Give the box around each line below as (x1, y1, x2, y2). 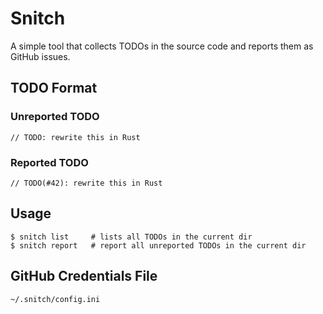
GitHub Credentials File (10, 268, 158, 285)
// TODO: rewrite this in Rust (10, 132, 141, 142)
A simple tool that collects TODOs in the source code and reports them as (10, 40, 314, 52)
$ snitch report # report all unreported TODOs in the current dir (10, 240, 307, 251)
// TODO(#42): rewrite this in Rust (10, 178, 163, 188)
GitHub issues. (10, 50, 71, 62)
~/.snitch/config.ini (10, 294, 101, 304)
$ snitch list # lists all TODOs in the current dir (10, 232, 253, 242)
